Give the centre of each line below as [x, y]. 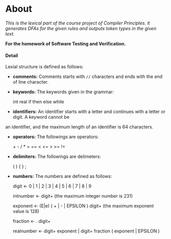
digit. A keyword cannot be [41, 117]
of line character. [30, 82]
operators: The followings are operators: [56, 137]
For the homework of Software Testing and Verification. [66, 43]
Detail [12, 55]
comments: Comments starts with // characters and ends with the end [88, 76]
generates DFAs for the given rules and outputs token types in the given [81, 28]
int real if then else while [38, 102]
